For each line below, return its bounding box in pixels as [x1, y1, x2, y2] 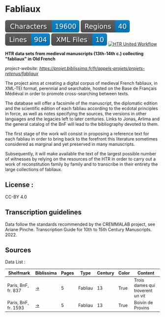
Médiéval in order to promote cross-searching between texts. [5, 90, 129, 97]
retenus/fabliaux [5, 70, 38, 76]
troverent [134, 287, 153, 294]
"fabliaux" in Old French [5, 56, 55, 62]
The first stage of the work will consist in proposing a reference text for [5, 131, 149, 137]
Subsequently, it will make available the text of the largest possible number [5, 150, 157, 156]
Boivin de [134, 300, 153, 306]
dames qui [134, 282, 156, 288]
